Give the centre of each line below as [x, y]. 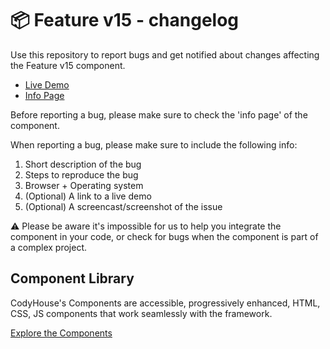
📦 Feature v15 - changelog [125, 20]
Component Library [72, 278]
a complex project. [49, 247]
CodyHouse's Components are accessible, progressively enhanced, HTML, [165, 303]
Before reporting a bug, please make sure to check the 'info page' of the [159, 114]
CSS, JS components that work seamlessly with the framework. [141, 313]
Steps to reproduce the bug [81, 174]
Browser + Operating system [84, 185]
